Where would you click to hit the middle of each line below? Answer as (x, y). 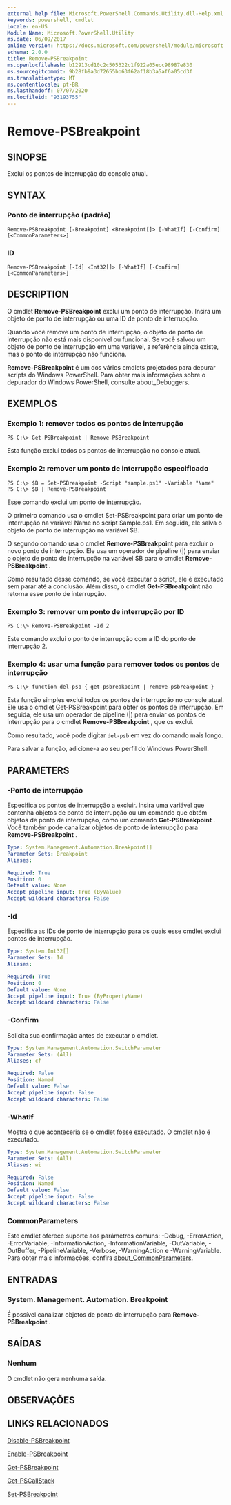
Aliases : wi (24, 1165)
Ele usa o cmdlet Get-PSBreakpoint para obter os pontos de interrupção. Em (115, 708)
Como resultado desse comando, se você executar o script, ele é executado (115, 579)
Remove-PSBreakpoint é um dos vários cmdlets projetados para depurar (111, 367)
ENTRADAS (32, 1280)
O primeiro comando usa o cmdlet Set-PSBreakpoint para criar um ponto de (115, 515)
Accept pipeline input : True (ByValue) (64, 892)
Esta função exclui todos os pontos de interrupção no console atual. (104, 451)
